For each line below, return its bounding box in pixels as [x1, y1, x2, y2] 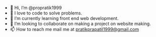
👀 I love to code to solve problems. [10, 10, 82, 16]
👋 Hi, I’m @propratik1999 [10, 5, 62, 10]
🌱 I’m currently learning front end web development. [10, 15, 119, 21]
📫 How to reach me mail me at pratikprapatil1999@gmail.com [10, 26, 139, 32]
